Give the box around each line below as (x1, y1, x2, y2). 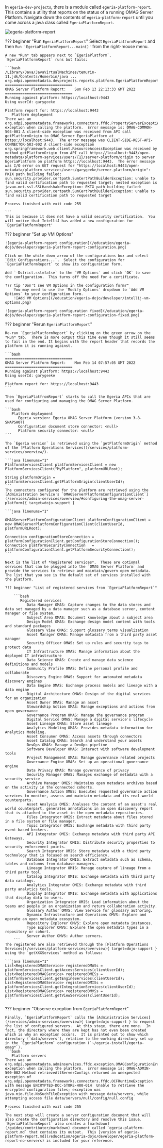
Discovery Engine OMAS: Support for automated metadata (26, 674, 142, 679)
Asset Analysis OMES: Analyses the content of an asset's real (26, 802, 158, 807)
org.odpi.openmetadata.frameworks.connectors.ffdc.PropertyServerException (5, 121, 162, 126)
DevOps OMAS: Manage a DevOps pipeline (26, 742, 108, 747)
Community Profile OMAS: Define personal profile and (26, 666, 138, 671)
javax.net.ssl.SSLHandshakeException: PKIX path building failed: (5, 184, 142, 189)
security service (5, 776, 40, 781)
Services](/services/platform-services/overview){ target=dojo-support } (5, 946, 158, 951)
